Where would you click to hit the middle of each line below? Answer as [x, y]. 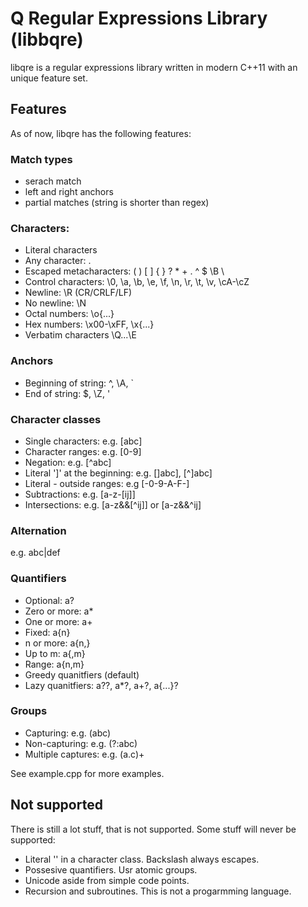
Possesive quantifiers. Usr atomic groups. [111, 869]
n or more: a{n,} [57, 643]
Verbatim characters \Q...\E [80, 335]
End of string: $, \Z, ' [67, 393]
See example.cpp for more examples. [87, 773]
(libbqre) [47, 39]
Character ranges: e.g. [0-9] [83, 451]
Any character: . [58, 261]
